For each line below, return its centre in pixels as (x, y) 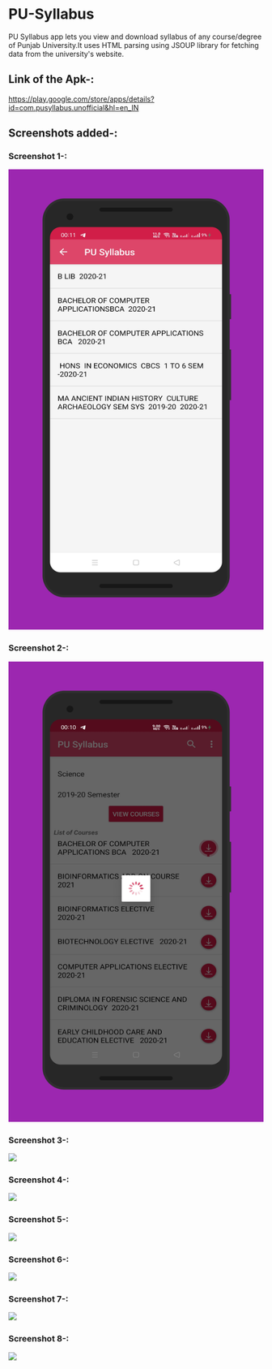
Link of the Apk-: (51, 79)
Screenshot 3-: (39, 1140)
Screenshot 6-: (39, 1259)
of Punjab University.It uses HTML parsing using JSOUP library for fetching (134, 45)
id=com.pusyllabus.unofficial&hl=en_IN (74, 107)
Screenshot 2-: (38, 648)
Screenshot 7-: (38, 1298)
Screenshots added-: (63, 134)
